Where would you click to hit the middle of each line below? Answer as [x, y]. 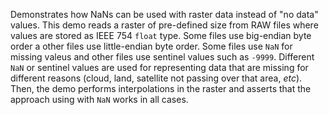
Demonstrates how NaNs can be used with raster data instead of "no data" [164, 14]
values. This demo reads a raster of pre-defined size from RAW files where [164, 25]
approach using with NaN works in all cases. [99, 99]
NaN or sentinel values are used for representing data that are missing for [159, 67]
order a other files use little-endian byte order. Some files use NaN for [151, 46]
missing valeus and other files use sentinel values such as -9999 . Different [162, 57]
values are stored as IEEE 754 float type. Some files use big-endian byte [161, 35]
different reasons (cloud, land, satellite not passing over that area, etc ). [156, 78]
